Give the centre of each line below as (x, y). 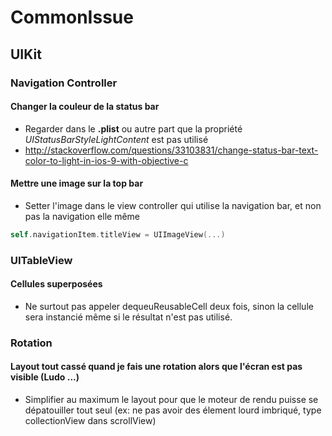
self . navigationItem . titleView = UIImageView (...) (118, 234)
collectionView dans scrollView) (90, 421)
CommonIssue (72, 17)
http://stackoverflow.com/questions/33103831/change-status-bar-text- (171, 150)
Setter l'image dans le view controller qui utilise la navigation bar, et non (173, 205)
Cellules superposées (56, 284)
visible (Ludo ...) (45, 377)
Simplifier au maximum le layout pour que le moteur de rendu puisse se (171, 400)
